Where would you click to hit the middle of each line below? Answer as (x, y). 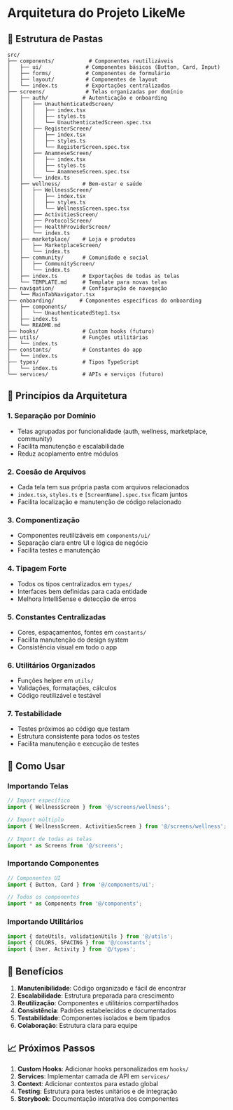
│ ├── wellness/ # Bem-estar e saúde (75, 184)
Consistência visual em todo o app (67, 647)
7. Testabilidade (34, 714)
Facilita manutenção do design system (73, 640)
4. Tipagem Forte (37, 569)
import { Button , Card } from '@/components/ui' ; (81, 885)
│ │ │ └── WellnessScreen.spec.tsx (69, 209)
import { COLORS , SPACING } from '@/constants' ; (79, 943)
